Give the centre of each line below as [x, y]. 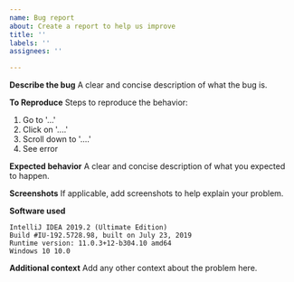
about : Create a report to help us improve [93, 26]
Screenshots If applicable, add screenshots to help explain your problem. [147, 193]
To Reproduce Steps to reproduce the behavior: [99, 103]
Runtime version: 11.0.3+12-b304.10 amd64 [90, 244]
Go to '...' [39, 120]
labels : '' [30, 43]
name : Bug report [42, 18]
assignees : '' [36, 52]
